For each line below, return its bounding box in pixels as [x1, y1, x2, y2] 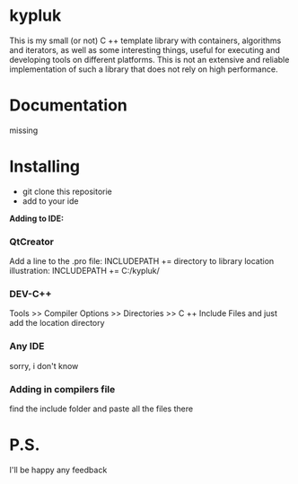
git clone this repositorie [22, 186, 112, 197]
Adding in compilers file [9, 383, 116, 395]
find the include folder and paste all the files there [9, 403, 194, 414]
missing [9, 125, 39, 136]
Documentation [9, 95, 128, 116]
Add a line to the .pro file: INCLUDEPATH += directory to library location [9, 256, 275, 267]
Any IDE [9, 340, 45, 353]
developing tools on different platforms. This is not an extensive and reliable [9, 54, 290, 65]
